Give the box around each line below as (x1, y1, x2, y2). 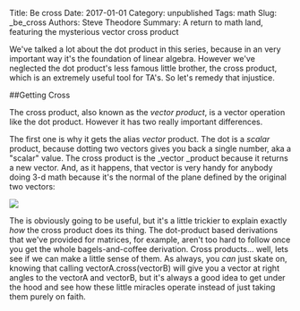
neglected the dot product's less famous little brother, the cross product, (9, 63, 278, 73)
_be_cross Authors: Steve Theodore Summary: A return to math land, (9, 17, 264, 28)
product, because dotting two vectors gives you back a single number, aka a (9, 143, 292, 154)
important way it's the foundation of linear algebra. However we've (9, 54, 255, 63)
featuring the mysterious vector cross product (9, 27, 179, 37)
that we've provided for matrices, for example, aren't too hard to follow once (9, 234, 291, 245)
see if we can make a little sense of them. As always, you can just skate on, (9, 254, 287, 264)
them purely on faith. (9, 291, 87, 302)
